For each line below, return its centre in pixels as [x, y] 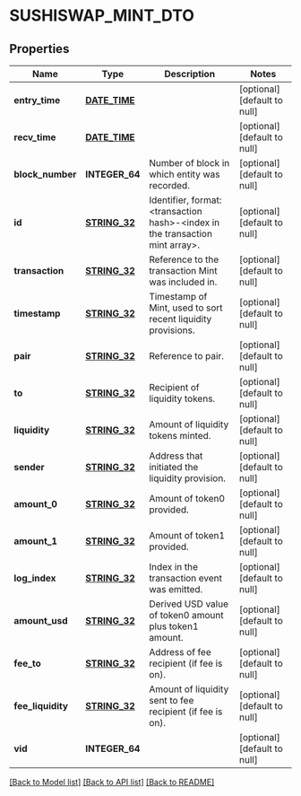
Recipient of [174, 387]
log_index [35, 578]
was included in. [183, 282]
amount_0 [36, 504]
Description [190, 74]
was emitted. [176, 589]
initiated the [174, 467]
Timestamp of [178, 297]
